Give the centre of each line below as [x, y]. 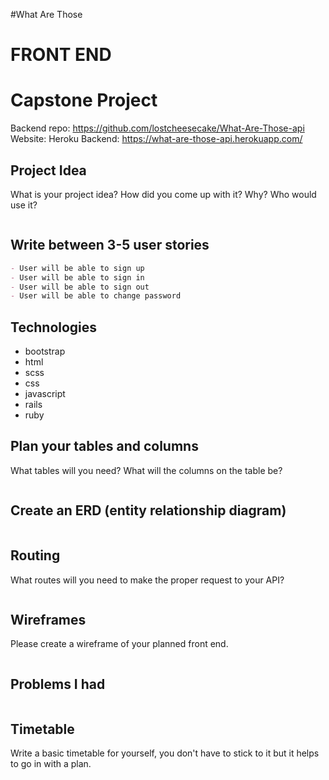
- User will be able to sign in [77, 277]
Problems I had [58, 684]
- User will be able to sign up [77, 268]
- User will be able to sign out [80, 287]
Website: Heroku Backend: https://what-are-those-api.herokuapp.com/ [156, 139]
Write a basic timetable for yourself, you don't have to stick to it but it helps [165, 753]
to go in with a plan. [51, 763]
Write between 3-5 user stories [110, 245]
